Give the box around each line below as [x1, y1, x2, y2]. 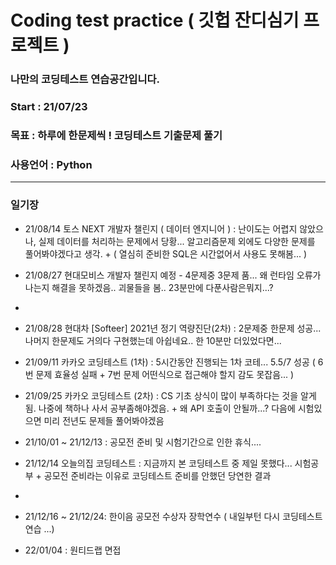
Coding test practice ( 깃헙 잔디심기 [10, 9, 300, 32]
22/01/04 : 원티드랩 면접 [24, 544, 122, 556]
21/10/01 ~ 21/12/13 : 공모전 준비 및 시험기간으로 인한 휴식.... [24, 436, 262, 448]
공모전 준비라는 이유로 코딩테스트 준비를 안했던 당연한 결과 [43, 469, 272, 481]
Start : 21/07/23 [10, 100, 88, 114]
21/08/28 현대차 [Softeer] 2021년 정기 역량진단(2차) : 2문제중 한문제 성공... [24, 322, 322, 334]
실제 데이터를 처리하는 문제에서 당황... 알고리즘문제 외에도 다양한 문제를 [38, 235, 316, 247]
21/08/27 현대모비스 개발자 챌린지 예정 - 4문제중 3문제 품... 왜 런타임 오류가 [24, 269, 322, 281]
